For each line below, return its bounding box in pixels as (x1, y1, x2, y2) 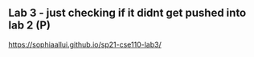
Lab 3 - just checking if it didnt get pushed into (8, 6, 247, 20)
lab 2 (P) (8, 19, 51, 32)
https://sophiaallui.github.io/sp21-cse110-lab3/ (8, 40, 162, 49)
